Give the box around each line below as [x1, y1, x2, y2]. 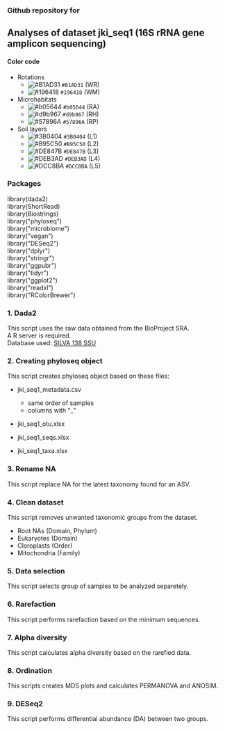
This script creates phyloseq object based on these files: [7, 372, 170, 381]
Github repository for [7, 6, 80, 15]
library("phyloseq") [7, 216, 62, 225]
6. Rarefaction [7, 599, 56, 609]
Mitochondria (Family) [17, 549, 81, 557]
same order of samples [27, 399, 94, 407]
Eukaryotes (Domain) [17, 534, 78, 542]
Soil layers [17, 125, 47, 133]
